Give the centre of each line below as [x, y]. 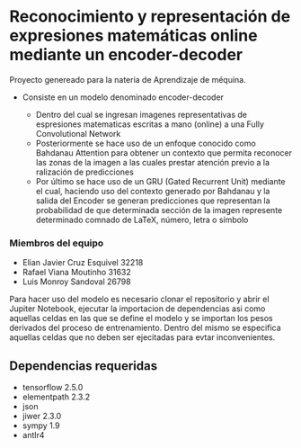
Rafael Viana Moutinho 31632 [77, 273]
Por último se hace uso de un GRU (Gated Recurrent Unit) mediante [160, 181]
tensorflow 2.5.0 [53, 388]
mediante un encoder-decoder [126, 55]
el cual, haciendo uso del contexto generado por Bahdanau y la [153, 191]
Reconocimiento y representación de [150, 17]
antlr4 [33, 435]
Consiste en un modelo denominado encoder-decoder [123, 97]
